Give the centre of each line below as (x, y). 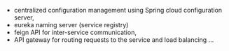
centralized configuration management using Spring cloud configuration (118, 10)
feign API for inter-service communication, (75, 32)
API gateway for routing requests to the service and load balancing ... (114, 40)
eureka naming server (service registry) (71, 25)
